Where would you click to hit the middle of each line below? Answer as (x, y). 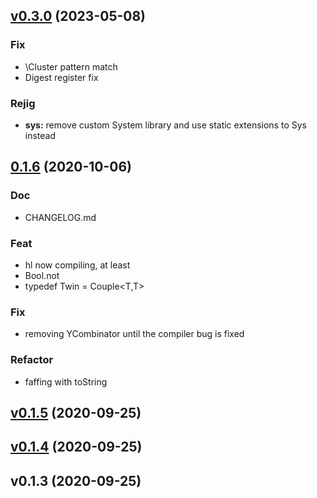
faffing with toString (66, 381)
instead (40, 135)
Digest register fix (61, 77)
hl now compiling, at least (77, 265)
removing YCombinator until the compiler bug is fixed (134, 334)
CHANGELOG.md (60, 217)
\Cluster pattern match (71, 66)
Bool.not (42, 275)
